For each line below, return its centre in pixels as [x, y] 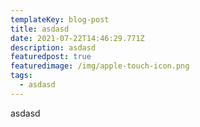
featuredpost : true [51, 57]
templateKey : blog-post [60, 19]
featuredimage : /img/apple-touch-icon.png [100, 66]
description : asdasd [53, 47]
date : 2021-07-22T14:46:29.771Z [77, 38]
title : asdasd [40, 29]
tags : [21, 76]
